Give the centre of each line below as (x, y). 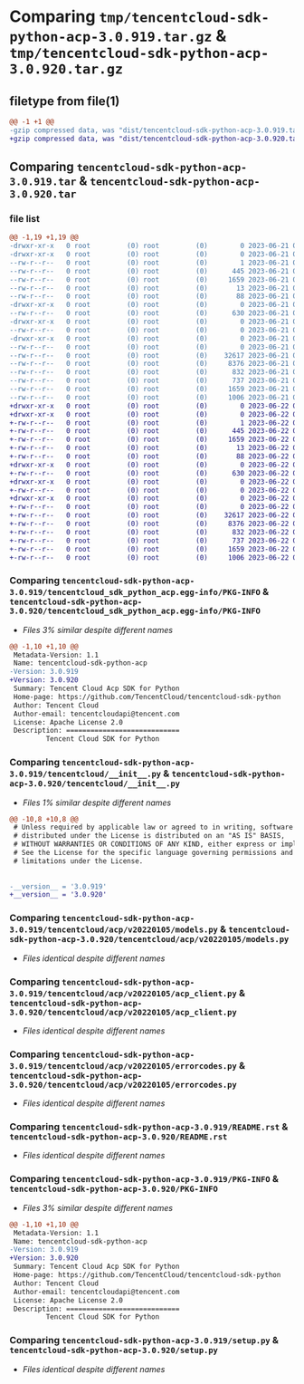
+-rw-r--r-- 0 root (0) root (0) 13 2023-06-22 (149, 448)
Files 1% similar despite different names (97, 803)
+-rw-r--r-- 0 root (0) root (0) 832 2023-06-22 (149, 532)
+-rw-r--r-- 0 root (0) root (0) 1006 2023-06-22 (149, 557)
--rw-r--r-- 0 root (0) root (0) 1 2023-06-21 (149, 263)
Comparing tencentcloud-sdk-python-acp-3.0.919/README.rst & (149, 1127)
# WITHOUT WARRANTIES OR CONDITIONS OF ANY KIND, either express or (145, 844)
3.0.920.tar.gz (66, 69)
